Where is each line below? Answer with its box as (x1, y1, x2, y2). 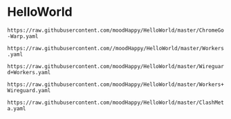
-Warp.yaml (7, 32, 39, 40)
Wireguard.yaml (7, 87, 51, 94)
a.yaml (7, 105, 26, 112)
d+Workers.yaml (7, 69, 51, 76)
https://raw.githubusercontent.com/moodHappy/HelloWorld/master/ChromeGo (7, 27, 225, 34)
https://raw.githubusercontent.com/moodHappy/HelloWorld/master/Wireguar (7, 63, 225, 69)
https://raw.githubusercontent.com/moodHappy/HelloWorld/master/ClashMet (7, 99, 225, 106)
